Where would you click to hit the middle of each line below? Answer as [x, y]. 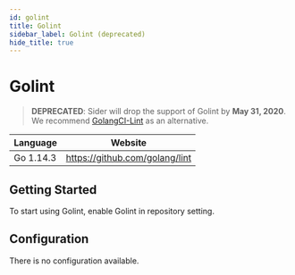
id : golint [29, 17]
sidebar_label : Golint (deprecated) [77, 34]
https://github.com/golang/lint [129, 158]
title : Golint [36, 26]
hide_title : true [42, 42]
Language [36, 143]
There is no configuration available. [74, 261]
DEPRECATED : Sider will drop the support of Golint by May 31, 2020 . [158, 112]
